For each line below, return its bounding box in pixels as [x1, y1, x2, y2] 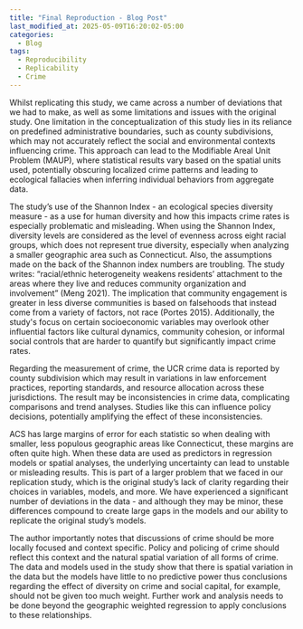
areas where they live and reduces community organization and [9, 278, 247, 289]
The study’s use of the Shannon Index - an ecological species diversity [9, 201, 274, 212]
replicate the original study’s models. [9, 515, 147, 526]
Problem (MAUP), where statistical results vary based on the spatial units [9, 155, 282, 166]
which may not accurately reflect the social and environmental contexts [9, 135, 276, 146]
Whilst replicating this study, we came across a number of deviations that [9, 97, 283, 108]
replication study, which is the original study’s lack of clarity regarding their [9, 476, 289, 487]
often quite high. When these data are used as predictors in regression [9, 447, 273, 458]
